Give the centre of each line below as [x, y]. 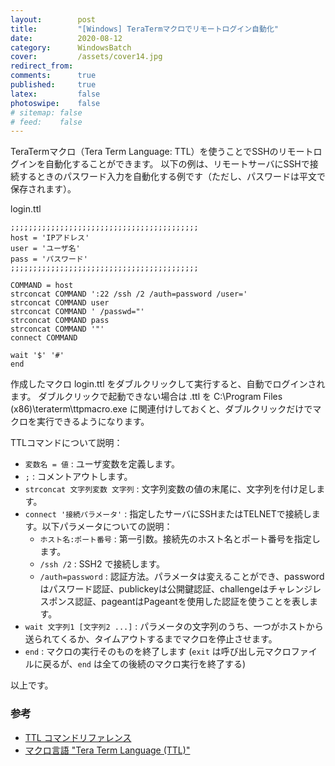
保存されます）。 [43, 189]
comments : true [53, 76]
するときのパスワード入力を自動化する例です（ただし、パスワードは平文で [172, 177]
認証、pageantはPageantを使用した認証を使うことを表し [192, 602]
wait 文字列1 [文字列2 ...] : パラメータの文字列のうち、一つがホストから [174, 627]
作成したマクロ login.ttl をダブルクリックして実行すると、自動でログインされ [168, 384]
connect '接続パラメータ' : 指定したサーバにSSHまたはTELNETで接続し [168, 514]
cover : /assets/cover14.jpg [86, 57]
